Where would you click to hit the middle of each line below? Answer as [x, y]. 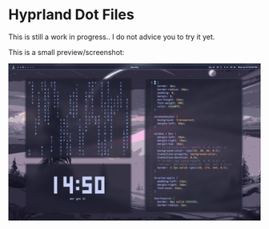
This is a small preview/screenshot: [66, 52]
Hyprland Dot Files [71, 15]
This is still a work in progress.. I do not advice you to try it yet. [112, 37]
